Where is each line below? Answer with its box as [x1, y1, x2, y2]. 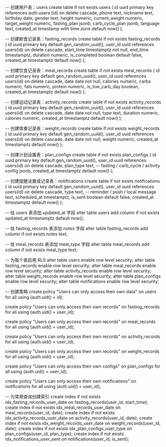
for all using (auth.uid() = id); [5, 294, 63, 300]
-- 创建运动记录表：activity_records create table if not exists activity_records [5, 99, 162, 105]
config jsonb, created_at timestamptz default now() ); [5, 168, 114, 173]
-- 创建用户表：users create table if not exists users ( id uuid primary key [5, 4, 154, 10]
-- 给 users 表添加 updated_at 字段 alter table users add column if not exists [5, 210, 160, 216]
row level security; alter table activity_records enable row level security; [5, 268, 152, 274]
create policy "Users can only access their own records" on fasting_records [5, 304, 160, 310]
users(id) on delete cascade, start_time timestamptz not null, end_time [5, 47, 149, 53]
